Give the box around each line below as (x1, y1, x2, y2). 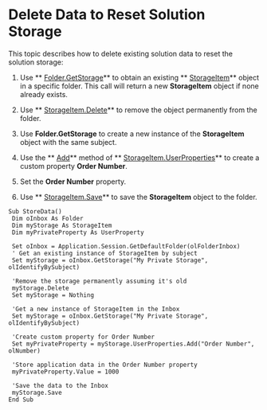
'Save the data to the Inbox (11, 381, 109, 389)
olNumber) (8, 346, 41, 355)
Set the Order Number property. (19, 177, 127, 186)
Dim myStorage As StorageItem (11, 221, 112, 229)
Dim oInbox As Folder (11, 214, 84, 222)
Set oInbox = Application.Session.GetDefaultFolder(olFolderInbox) (11, 242, 241, 250)
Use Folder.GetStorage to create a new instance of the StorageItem (19, 129, 245, 139)
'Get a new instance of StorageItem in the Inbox (11, 305, 180, 313)
